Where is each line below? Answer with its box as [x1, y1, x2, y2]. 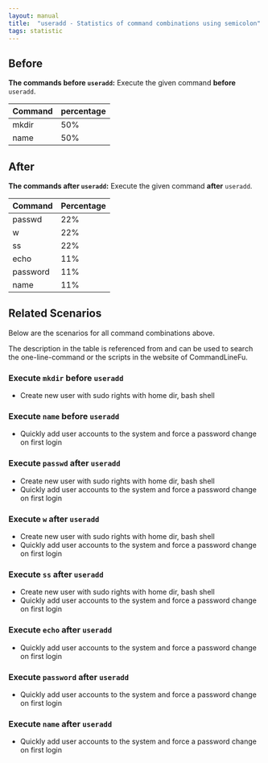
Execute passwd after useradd [8, 458, 121, 469]
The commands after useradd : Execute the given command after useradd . [8, 181, 253, 190]
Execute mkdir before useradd [8, 372, 124, 384]
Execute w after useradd [8, 513, 100, 525]
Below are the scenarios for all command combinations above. [8, 328, 215, 338]
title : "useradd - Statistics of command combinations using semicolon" [8, 19, 262, 27]
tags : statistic [8, 27, 63, 35]
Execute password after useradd [8, 671, 130, 682]
